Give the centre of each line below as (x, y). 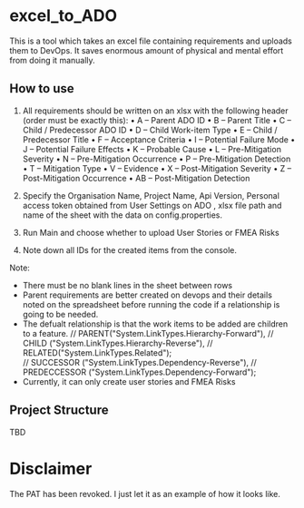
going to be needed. (60, 314)
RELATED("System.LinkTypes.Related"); (97, 352)
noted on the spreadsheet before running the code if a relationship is (151, 304)
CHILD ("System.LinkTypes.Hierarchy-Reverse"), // (118, 343)
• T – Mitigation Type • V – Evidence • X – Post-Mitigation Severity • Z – (157, 168)
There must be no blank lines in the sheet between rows (127, 285)
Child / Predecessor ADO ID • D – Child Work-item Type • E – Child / (150, 130)
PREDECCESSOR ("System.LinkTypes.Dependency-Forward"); (139, 372)
